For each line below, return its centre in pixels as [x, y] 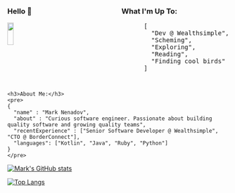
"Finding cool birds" [188, 61]
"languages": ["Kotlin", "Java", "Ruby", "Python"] [91, 143]
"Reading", [170, 54]
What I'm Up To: [150, 11]
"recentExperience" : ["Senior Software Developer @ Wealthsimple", [116, 131]
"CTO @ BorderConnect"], [44, 137]
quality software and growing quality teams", [77, 125]
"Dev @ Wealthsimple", [190, 33]
